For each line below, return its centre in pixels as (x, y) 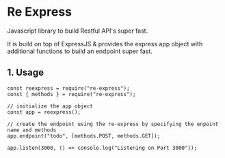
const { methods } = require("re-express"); (71, 94)
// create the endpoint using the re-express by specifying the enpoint (113, 124)
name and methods (32, 130)
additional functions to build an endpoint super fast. (80, 51)
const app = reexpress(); (44, 112)
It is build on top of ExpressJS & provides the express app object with (105, 44)
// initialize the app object (50, 106)
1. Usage (26, 73)
